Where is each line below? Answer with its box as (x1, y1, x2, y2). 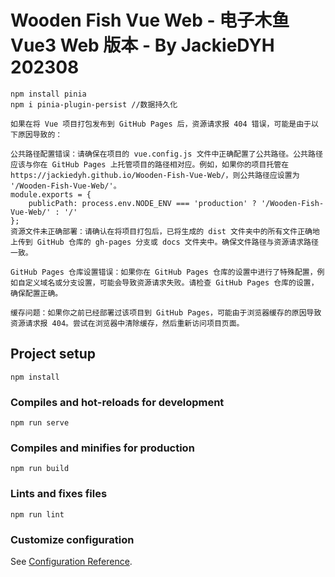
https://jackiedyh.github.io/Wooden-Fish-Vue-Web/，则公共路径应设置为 (10, 170, 300, 180)
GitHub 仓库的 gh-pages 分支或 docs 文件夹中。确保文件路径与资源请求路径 (36, 237, 319, 247)
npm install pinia (10, 89, 87, 99)
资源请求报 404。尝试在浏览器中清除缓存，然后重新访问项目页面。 (10, 318, 245, 328)
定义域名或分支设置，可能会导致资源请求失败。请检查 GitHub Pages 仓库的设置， (24, 277, 319, 288)
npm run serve (10, 418, 70, 428)
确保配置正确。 (10, 288, 63, 298)
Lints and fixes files (10, 487, 108, 501)
